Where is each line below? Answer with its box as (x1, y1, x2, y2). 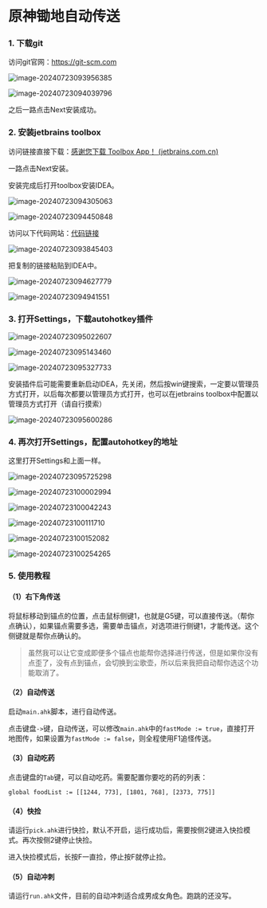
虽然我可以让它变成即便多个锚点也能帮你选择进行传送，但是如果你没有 (27, 648, 259, 657)
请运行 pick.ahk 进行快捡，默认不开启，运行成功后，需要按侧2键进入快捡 (8, 825, 244, 835)
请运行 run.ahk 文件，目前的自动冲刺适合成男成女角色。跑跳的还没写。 (8, 891, 237, 901)
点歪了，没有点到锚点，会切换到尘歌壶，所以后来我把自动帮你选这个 (27, 658, 252, 667)
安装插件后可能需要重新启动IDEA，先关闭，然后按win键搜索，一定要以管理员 (8, 379, 260, 389)
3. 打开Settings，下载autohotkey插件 (8, 313, 154, 324)
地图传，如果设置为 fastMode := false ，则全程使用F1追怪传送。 (8, 734, 216, 743)
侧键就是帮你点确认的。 (8, 631, 85, 640)
